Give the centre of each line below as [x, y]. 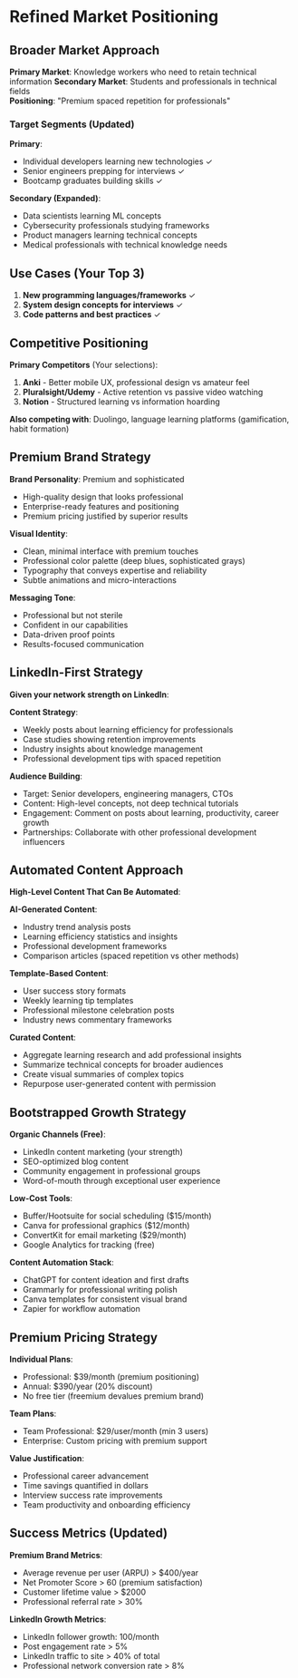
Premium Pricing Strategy [84, 1338]
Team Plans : [33, 1413]
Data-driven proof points [69, 634]
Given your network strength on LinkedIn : [89, 694]
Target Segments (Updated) [72, 124]
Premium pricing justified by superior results [105, 516]
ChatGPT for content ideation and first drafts [106, 1280]
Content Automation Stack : [62, 1263]
